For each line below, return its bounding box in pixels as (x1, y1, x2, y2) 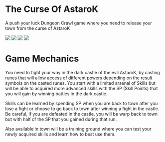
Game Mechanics (5, 53, 79, 64)
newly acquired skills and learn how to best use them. (5, 131, 116, 137)
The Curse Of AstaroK (5, 3, 99, 15)
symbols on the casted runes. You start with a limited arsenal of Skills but (5, 80, 156, 86)
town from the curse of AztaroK (5, 25, 70, 31)
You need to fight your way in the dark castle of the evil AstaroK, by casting (5, 69, 161, 75)
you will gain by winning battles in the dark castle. (5, 91, 108, 97)
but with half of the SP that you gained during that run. (5, 116, 117, 122)
